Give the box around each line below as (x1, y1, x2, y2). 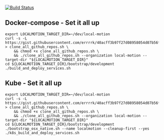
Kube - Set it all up (5, 79, 62, 87)
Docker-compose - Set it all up (5, 19, 100, 27)
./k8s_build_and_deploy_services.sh (5, 130, 80, 135)
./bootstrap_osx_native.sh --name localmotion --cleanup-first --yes (5, 126, 150, 131)
